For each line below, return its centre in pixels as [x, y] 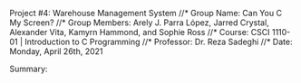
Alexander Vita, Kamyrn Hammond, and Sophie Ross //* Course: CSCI [140, 32]
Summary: [29, 69]
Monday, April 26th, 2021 [56, 51]
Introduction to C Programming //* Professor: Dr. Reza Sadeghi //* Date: [159, 41]
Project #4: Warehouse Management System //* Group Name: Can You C [146, 13]
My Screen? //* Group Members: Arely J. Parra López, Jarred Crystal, [139, 23]
